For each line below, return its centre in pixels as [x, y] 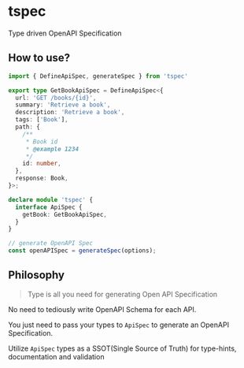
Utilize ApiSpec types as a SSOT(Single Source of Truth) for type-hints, [122, 348]
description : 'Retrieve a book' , [70, 113]
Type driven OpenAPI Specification [65, 33]
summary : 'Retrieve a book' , [63, 105]
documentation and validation [56, 356]
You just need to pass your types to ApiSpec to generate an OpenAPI [119, 325]
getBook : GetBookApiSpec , [65, 214]
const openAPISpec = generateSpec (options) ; [82, 251]
